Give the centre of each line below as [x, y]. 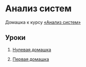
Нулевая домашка [32, 49]
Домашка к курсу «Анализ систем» [43, 22]
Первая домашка [31, 59]
